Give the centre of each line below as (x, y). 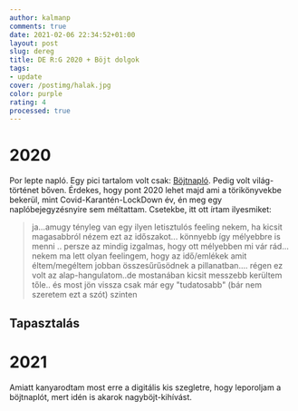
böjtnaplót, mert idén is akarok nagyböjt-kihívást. (101, 396)
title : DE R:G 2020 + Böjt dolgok (75, 60)
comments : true (38, 26)
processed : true (40, 111)
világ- (263, 181)
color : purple (36, 93)
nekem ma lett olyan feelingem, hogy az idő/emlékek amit (139, 256)
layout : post (34, 43)
